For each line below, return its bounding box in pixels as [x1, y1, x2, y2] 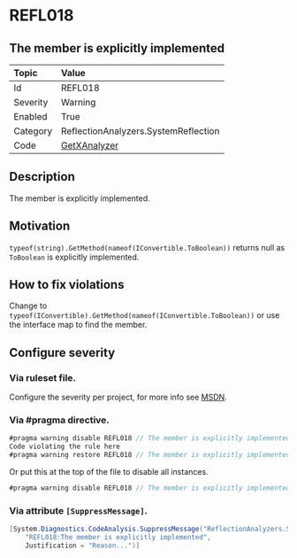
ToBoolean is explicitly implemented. [9, 252, 140, 262]
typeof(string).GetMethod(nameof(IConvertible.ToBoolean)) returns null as [9, 242, 286, 252]
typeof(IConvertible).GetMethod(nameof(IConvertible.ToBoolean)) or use [9, 310, 280, 321]
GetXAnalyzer [60, 139, 119, 151]
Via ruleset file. [9, 371, 77, 384]
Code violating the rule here [9, 442, 121, 452]
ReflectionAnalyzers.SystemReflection [60, 125, 220, 137]
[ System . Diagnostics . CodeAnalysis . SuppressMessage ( [9, 524, 203, 534]
